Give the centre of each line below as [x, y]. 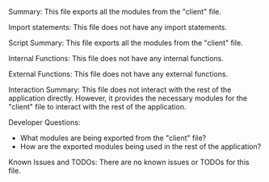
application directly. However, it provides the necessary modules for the [128, 98]
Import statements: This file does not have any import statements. [118, 27]
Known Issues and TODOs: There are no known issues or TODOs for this [129, 162]
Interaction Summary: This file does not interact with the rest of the [120, 89]
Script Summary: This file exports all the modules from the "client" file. [126, 43]
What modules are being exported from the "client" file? [113, 138]
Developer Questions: [44, 122]
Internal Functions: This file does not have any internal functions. [116, 58]
